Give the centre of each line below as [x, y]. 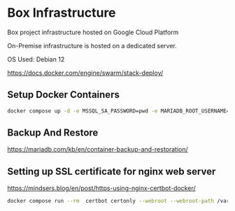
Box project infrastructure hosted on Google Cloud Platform [93, 32]
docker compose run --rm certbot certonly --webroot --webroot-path [111, 201]
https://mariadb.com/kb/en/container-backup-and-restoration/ [98, 150]
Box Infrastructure [62, 13]
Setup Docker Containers [64, 95]
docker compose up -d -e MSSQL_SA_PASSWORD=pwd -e [83, 111]
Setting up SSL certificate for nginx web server [112, 172]
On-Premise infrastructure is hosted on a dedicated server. [92, 45]
